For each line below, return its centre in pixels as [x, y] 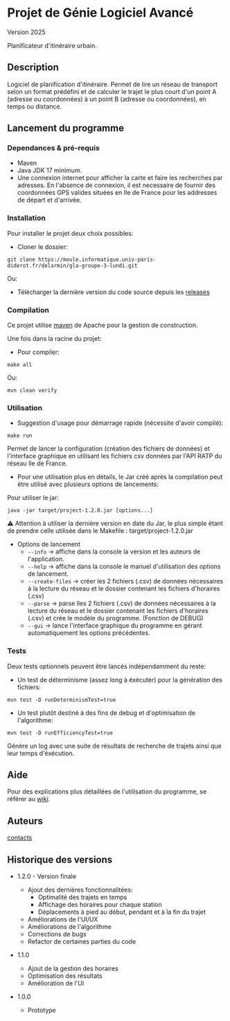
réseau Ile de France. [37, 463]
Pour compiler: [38, 352]
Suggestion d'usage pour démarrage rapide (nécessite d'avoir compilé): [120, 423]
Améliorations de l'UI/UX [63, 919]
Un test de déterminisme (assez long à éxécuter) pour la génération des [120, 680]
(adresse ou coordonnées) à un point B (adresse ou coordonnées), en [107, 99]
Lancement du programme [66, 128]
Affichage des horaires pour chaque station [100, 905]
